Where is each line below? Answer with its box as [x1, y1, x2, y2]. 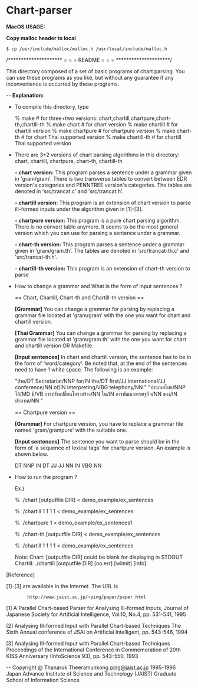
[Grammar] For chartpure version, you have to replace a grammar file [14, 420, 184, 427]
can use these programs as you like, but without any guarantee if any [6, 74, 174, 81]
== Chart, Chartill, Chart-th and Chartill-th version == [14, 294, 144, 301]
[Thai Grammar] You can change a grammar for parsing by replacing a [14, 329, 187, 337]
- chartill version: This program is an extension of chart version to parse [14, 199, 192, 206]
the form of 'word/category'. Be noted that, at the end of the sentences [14, 360, 187, 367]
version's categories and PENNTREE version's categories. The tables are [14, 181, 192, 188]
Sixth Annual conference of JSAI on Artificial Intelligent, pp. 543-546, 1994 [6, 628, 188, 635]
